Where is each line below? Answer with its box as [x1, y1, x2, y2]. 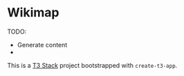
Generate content [17, 40, 68, 49]
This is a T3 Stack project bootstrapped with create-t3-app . [7, 61, 178, 69]
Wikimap [7, 5, 59, 21]
